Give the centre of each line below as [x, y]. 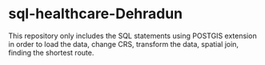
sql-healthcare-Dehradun [96, 14]
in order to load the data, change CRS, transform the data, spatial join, [123, 44]
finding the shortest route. [51, 52]
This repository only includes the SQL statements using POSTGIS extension [133, 36]
